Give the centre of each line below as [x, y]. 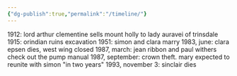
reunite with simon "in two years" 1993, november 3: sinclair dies [102, 64]
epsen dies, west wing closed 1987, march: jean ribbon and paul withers [112, 49]
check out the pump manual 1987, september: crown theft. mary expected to [118, 57]
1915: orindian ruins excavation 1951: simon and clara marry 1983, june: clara [118, 42]
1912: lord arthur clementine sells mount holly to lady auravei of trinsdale [113, 34]
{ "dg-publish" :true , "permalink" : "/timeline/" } [77, 14]
